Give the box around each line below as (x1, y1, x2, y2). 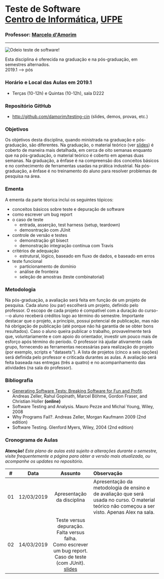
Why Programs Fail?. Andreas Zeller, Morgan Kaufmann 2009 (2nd (12, 414, 146, 420)
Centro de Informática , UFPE (5, 14, 123, 25)
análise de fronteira (19, 268, 59, 275)
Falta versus (56, 529, 84, 535)
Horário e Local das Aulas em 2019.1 (5, 79, 92, 86)
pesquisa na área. (5, 173, 41, 179)
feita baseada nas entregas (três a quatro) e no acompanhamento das (5, 359, 145, 365)
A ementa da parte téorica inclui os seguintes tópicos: (5, 197, 114, 203)
